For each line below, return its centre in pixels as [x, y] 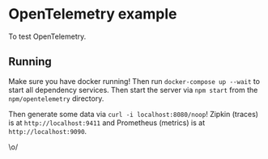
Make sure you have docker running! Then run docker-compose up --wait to [134, 81]
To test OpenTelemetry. [47, 36]
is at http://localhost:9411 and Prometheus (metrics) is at [106, 123]
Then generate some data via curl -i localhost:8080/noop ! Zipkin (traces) [134, 114]
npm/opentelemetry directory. [56, 98]
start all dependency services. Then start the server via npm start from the [133, 90]
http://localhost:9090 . [48, 131]
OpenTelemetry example [93, 14]
